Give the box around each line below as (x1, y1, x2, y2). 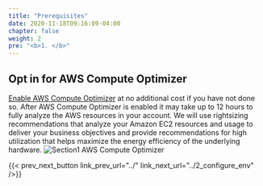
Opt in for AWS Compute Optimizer (8, 72, 187, 86)
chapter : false (8, 27, 60, 35)
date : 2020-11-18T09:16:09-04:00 (8, 19, 121, 27)
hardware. (8, 145, 43, 154)
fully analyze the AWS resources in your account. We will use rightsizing (8, 110, 248, 120)
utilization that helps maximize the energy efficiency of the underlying (8, 136, 240, 146)
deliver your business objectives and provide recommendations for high (8, 127, 248, 137)
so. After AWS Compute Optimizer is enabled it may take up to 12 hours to (8, 102, 253, 112)
